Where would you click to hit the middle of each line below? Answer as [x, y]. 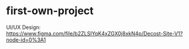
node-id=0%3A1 [26, 40]
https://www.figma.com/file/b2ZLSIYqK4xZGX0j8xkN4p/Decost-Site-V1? [94, 33]
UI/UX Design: [24, 27]
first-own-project [50, 11]
